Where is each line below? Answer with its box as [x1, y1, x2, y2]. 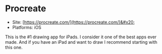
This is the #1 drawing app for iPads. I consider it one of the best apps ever [5, 34, 157, 40]
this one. [5, 44, 23, 50]
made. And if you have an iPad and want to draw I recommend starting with [5, 39, 158, 45]
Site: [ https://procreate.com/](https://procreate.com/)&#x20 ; [12, 19, 135, 25]
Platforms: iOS [12, 24, 42, 30]
